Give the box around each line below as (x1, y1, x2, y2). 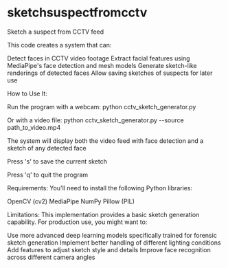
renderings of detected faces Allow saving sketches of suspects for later (7, 69, 213, 77)
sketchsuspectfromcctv (7, 5, 148, 21)
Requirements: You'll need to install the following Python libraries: (7, 183, 193, 192)
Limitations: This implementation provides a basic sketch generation (7, 210, 200, 219)
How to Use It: (7, 89, 48, 98)
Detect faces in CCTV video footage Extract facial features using (7, 54, 190, 63)
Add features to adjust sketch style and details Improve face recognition (7, 245, 211, 254)
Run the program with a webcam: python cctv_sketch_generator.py (7, 102, 196, 111)
